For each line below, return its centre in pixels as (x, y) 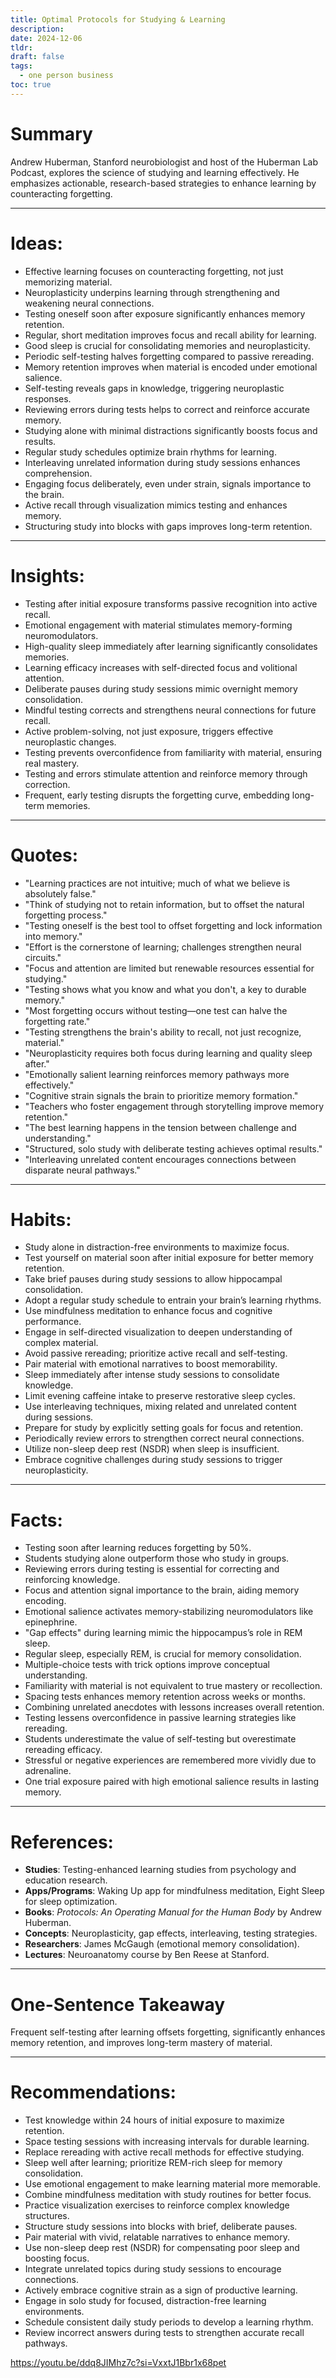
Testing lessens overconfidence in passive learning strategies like (160, 1718)
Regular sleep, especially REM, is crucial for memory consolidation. (163, 1654)
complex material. (61, 1343)
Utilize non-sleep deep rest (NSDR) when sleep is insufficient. (152, 1449)
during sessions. (59, 1417)
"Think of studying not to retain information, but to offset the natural (164, 904)
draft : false (37, 57)
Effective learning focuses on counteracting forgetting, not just (154, 271)
